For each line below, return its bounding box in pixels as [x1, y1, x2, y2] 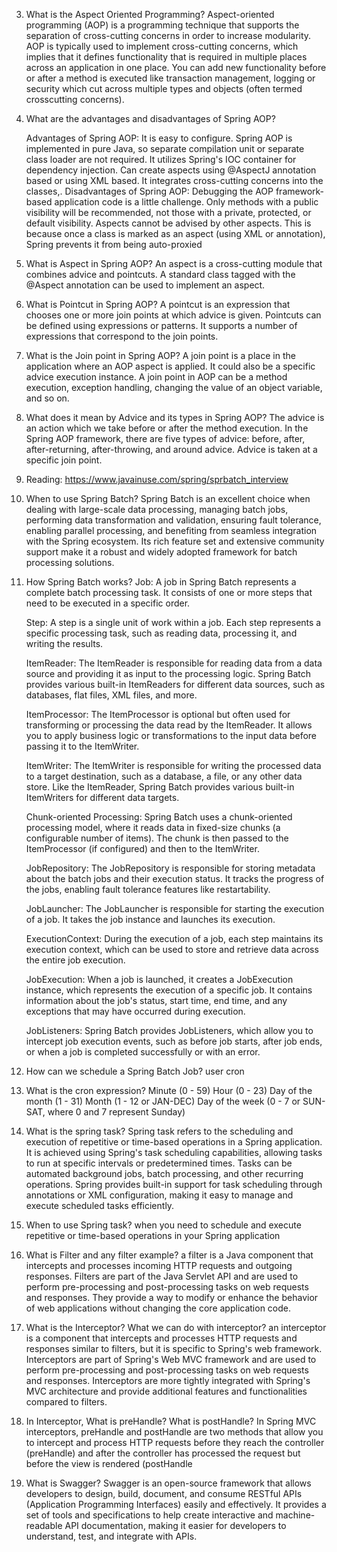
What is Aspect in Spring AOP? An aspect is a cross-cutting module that [25, 258, 323, 269]
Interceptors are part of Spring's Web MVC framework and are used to [25, 1354, 317, 1365]
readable [25, 1520, 63, 1531]
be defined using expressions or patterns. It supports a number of [25, 320, 298, 331]
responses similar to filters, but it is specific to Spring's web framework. [25, 1343, 323, 1354]
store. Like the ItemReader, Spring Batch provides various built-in [25, 781, 295, 793]
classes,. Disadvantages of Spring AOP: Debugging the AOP [25, 185, 274, 197]
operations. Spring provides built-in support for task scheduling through [25, 1179, 323, 1190]
